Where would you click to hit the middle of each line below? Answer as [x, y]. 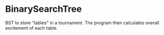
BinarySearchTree [43, 9]
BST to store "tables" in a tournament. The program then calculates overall [82, 23]
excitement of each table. [31, 28]
